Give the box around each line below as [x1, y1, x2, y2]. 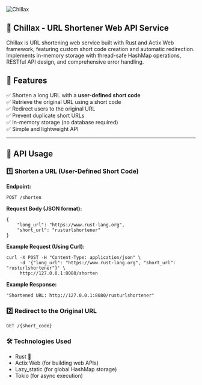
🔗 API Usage [6, 149, 54, 159]
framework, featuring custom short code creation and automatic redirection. [6, 45, 195, 52]
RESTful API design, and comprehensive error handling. [6, 58, 144, 65]
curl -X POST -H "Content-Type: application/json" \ [6, 255, 141, 261]
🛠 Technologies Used [6, 337, 72, 345]
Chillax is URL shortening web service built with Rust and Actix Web [6, 39, 174, 46]
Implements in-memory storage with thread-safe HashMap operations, [6, 52, 182, 59]
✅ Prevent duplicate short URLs [6, 112, 85, 119]
